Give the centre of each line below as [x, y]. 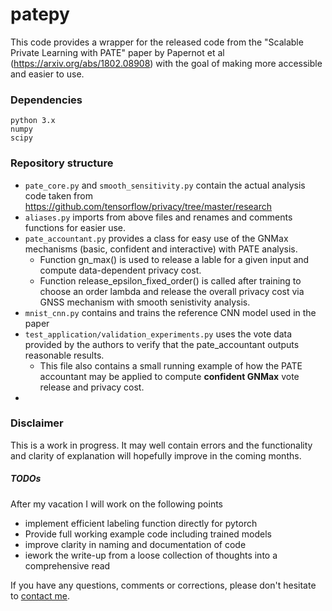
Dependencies [46, 100]
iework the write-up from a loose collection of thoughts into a [151, 555]
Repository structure [62, 163]
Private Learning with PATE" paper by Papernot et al [117, 52]
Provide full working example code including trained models [148, 534]
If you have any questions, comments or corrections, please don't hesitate [163, 585]
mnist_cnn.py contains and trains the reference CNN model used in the [170, 312]
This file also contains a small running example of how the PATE [171, 365]
